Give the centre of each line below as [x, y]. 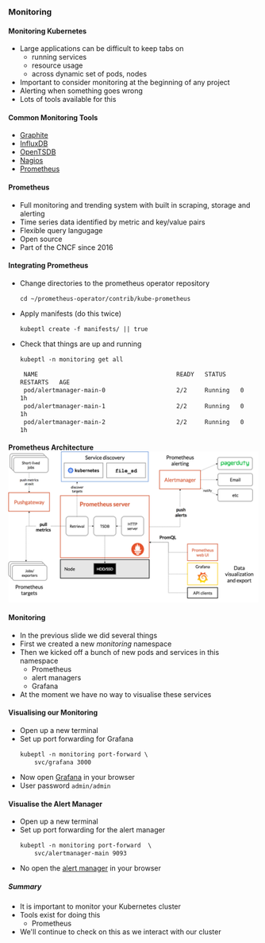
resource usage [57, 65]
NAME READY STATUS [125, 374]
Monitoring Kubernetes [48, 31]
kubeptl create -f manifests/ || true [84, 329]
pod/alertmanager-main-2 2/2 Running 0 [134, 422]
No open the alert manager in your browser [90, 868]
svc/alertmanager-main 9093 [81, 854]
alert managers [56, 677]
